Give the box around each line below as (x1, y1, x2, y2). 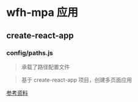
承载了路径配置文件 (21, 63, 70, 70)
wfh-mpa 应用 (6, 5, 78, 20)
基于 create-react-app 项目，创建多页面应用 (21, 76, 133, 83)
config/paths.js (6, 48, 54, 57)
